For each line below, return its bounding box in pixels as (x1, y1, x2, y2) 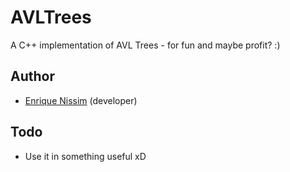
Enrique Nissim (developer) (24, 94, 138, 106)
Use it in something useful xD (24, 150, 147, 162)
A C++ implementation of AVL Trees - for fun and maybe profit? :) (10, 39, 281, 51)
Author (10, 68, 55, 85)
